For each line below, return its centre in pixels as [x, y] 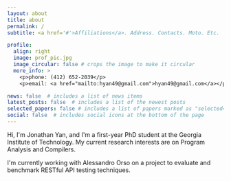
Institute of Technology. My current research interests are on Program [106, 142]
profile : [20, 45]
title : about [26, 20]
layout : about [27, 13]
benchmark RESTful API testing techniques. [69, 170]
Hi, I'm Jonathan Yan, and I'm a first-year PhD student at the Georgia [104, 134]
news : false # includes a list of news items [75, 96]
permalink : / [26, 26]
